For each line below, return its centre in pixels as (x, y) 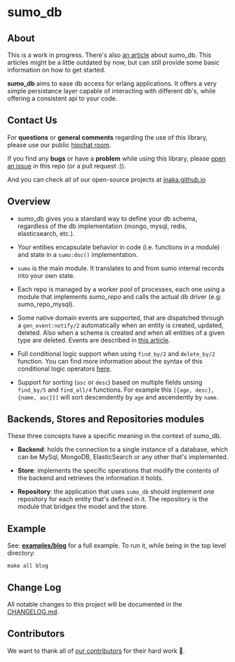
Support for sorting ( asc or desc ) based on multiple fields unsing (110, 382)
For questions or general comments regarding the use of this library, (108, 137)
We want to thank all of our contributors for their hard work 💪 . (96, 651)
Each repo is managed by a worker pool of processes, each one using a (121, 289)
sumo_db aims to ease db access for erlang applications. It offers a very (112, 84)
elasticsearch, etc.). (46, 233)
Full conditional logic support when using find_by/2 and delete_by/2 (116, 353)
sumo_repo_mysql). (46, 304)
